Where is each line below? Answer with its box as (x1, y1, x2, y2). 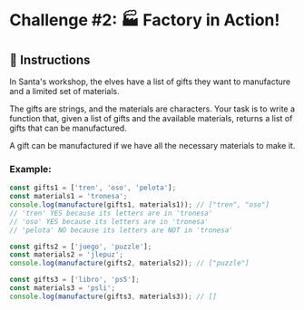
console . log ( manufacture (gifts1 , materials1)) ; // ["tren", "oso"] (9, 200, 270, 209)
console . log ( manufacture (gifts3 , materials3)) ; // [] (9, 292, 218, 301)
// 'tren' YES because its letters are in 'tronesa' (9, 208, 213, 218)
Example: (9, 162, 52, 175)
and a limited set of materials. (9, 86, 120, 96)
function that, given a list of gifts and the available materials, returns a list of (9, 113, 293, 123)
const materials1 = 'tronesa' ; (9, 192, 128, 201)
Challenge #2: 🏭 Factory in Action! (9, 10, 280, 31)
